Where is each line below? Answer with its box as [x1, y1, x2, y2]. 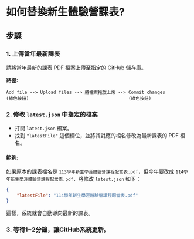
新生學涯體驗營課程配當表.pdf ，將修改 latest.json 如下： [10, 176, 141, 183]
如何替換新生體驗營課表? [6, 5, 125, 19]
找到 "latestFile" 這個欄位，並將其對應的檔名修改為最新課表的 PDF [14, 132, 179, 139]
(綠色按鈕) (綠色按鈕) [6, 95, 151, 102]
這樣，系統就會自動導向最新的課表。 [6, 210, 94, 216]
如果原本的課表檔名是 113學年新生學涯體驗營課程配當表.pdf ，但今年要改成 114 [6, 168, 183, 175]
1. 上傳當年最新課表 [6, 49, 60, 58]
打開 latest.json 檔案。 [14, 124, 73, 132]
